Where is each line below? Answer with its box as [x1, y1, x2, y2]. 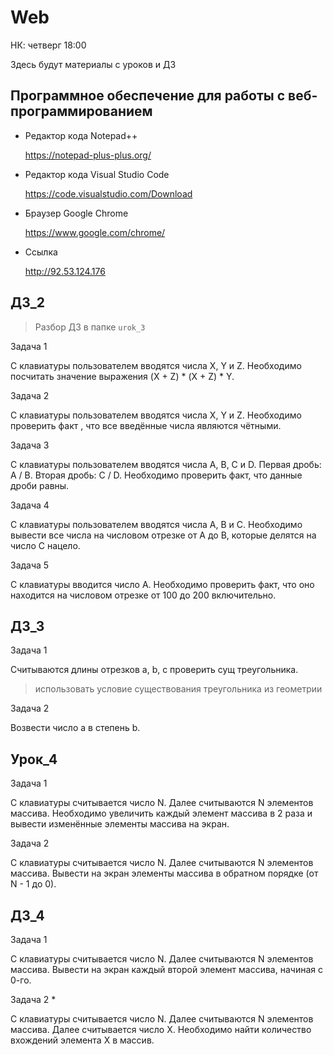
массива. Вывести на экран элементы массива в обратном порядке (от [10, 867, 319, 880]
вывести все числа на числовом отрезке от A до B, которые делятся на [10, 529, 317, 541]
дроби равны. [10, 479, 70, 491]
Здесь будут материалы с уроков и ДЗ [10, 58, 177, 70]
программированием [10, 103, 153, 120]
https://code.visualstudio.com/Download [24, 187, 193, 200]
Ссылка [24, 246, 58, 258]
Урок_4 [10, 751, 58, 768]
